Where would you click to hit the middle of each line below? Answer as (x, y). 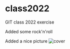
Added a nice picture (26, 41)
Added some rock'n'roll (29, 31)
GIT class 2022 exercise (30, 22)
